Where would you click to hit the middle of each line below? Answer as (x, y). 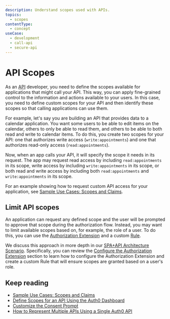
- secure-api (24, 48)
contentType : (19, 24)
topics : (13, 15)
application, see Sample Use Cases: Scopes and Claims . (64, 191)
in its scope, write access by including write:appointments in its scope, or (82, 166)
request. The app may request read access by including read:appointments (83, 160)
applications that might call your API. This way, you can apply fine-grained (83, 92)
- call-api (21, 43)
